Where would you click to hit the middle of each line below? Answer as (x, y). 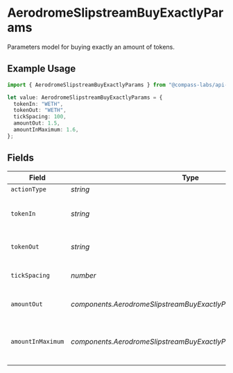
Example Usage (42, 69)
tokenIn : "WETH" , (38, 104)
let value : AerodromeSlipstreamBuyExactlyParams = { (85, 97)
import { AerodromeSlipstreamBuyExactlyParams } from (87, 85)
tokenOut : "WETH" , (40, 110)
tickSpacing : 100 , (40, 117)
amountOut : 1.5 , (37, 123)
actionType (28, 189)
